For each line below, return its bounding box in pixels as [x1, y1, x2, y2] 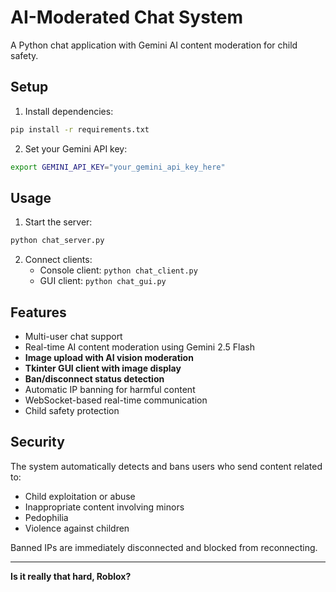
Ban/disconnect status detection [24, 373, 165, 385]
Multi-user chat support [24, 331, 123, 342]
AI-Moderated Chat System [10, 6, 244, 29]
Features [10, 304, 67, 321]
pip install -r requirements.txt [10, 124, 150, 135]
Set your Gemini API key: [24, 142, 128, 155]
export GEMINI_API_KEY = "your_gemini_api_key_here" [10, 162, 226, 172]
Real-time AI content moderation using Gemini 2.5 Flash [24, 341, 255, 353]
